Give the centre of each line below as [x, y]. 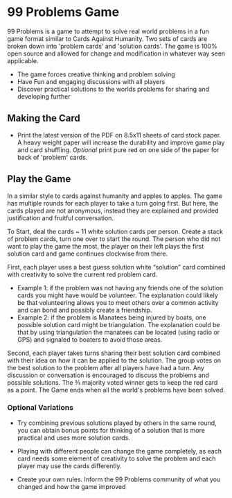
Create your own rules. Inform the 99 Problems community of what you [119, 479]
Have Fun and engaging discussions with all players [91, 81]
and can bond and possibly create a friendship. [84, 310]
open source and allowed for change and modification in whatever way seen [116, 53]
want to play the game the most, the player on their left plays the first [106, 246]
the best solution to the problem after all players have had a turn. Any [106, 367]
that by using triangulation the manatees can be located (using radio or [118, 332]
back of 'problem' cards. [52, 157]
